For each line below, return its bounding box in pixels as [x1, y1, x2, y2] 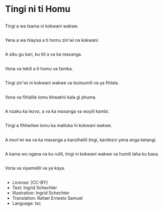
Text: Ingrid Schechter [12, 185, 57, 190]
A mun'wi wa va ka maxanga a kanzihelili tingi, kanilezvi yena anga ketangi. [5, 136, 157, 143]
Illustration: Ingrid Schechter [12, 190, 70, 196]
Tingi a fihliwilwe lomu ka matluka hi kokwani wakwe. [5, 123, 113, 129]
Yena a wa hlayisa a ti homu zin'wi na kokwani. [5, 37, 99, 43]
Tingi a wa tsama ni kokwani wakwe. [5, 23, 79, 29]
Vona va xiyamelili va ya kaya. [5, 165, 65, 171]
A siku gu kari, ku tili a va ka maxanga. [5, 52, 82, 57]
